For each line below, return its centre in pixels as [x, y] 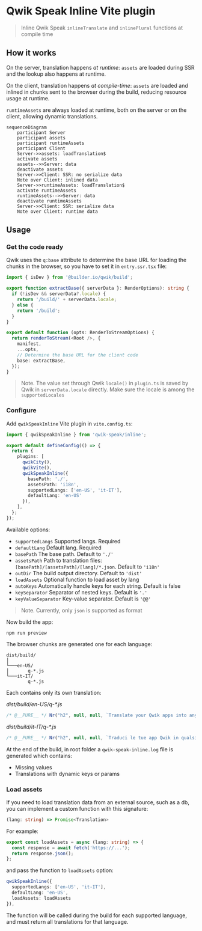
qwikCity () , [37, 462]
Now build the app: [30, 622]
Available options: [28, 530]
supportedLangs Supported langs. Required [68, 541]
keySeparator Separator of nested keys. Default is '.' [81, 592]
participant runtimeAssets [51, 143]
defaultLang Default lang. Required [58, 548]
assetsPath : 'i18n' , [54, 484]
